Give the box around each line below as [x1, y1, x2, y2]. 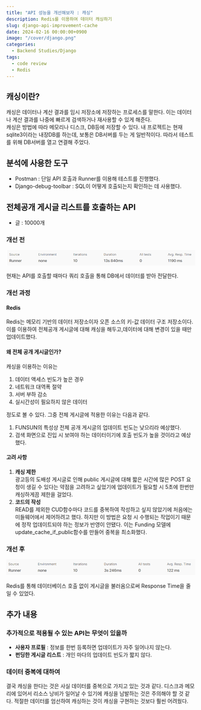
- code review [11, 60, 47, 66]
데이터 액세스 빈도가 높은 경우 [14, 375, 84, 382]
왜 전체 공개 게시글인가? [6, 348, 62, 355]
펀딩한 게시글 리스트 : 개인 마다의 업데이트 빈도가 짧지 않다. [14, 651, 152, 658]
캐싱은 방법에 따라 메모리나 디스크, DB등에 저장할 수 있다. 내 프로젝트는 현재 [6, 123, 183, 131]
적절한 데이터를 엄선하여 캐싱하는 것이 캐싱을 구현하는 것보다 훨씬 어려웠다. [14, 697, 189, 705]
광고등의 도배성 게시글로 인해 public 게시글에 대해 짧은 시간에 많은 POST [14, 476, 185, 483]
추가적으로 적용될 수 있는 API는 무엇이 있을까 [6, 629, 127, 637]
